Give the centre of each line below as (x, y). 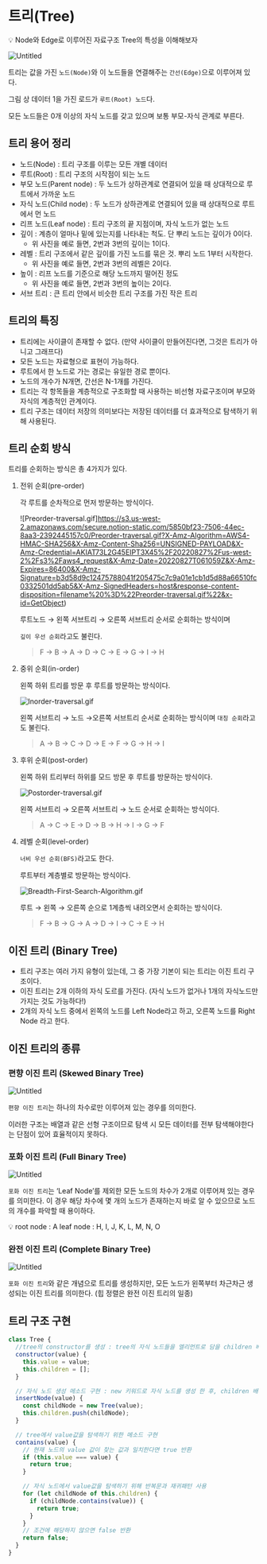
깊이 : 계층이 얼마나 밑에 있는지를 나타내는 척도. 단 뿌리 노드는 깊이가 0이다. (136, 233)
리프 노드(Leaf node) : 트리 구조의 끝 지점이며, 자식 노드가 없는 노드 (124, 223)
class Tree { (30, 1340)
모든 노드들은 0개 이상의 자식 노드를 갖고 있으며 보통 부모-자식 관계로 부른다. (126, 115)
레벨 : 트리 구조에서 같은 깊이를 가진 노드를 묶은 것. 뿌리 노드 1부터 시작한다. (136, 253)
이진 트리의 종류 (44, 1048)
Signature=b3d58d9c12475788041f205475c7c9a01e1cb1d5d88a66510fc (138, 578)
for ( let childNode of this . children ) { (90, 1494)
